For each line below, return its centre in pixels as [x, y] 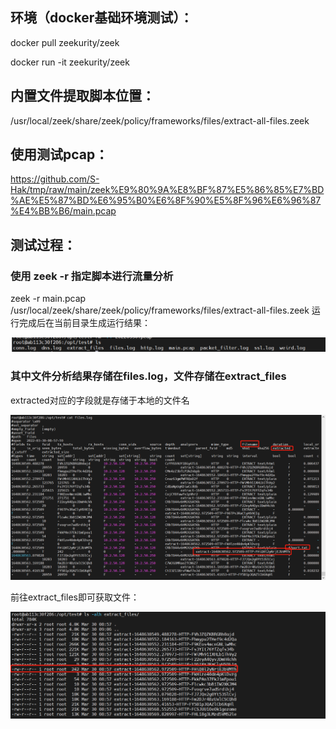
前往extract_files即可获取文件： [75, 597]
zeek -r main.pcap [48, 299]
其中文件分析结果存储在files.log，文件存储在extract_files [148, 376]
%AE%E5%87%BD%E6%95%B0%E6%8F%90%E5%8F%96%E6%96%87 [166, 200]
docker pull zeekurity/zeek [65, 42]
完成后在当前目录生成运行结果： [84, 323]
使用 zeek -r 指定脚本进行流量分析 [92, 276]
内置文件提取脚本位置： [82, 96]
